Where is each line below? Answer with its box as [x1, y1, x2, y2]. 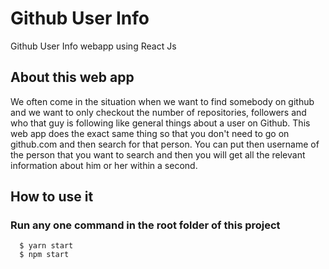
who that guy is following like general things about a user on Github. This [10, 117, 311, 129]
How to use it [10, 188, 94, 206]
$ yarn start [19, 241, 74, 251]
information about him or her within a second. [10, 159, 198, 171]
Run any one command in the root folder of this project [10, 218, 281, 232]
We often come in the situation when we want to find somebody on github [10, 95, 315, 107]
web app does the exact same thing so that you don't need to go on [10, 127, 290, 139]
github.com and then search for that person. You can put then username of [10, 138, 320, 150]
